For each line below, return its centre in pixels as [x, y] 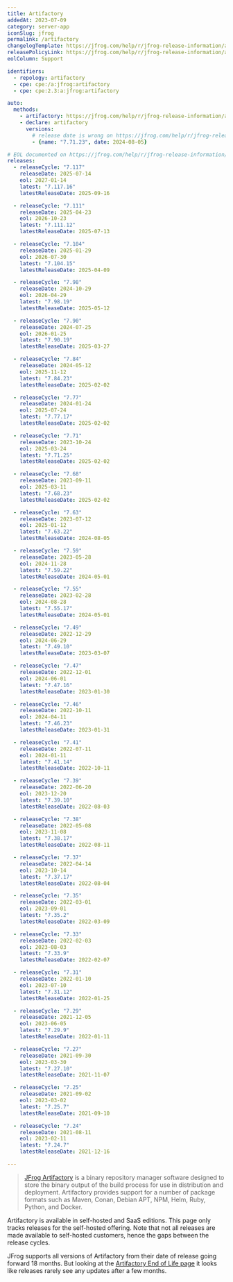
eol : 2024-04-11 [43, 717]
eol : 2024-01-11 [43, 755]
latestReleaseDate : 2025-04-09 [65, 270]
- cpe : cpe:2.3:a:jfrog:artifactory [66, 91]
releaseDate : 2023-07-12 [55, 519]
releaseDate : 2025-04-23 [55, 212]
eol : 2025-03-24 [43, 448]
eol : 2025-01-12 [43, 525]
